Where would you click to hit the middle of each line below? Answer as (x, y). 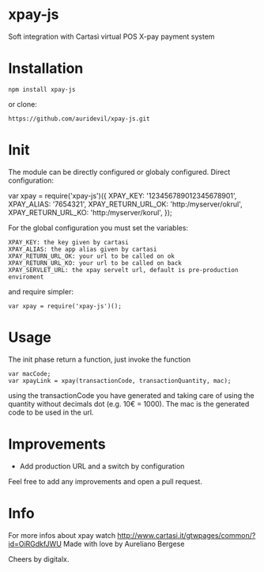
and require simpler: (41, 291)
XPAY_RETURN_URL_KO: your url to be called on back (95, 263)
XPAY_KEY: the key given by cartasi (68, 242)
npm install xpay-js (42, 89)
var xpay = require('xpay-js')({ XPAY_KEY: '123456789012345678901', (123, 195)
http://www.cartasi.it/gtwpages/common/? (187, 535)
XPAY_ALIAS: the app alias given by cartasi (83, 249)
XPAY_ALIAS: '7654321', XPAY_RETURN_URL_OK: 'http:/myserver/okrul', (125, 204)
